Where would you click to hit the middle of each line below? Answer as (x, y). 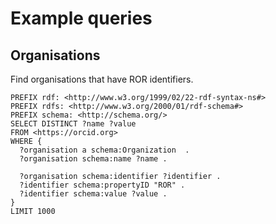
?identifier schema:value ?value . (93, 194)
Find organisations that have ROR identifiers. (102, 79)
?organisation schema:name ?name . (93, 159)
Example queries (81, 18)
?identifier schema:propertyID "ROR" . (102, 185)
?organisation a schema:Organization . (104, 150)
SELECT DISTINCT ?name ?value (73, 124)
